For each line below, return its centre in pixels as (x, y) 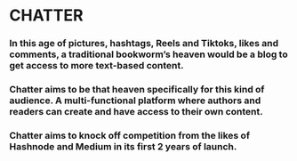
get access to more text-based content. (96, 66)
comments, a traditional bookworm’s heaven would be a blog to (148, 54)
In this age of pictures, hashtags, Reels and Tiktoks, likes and (144, 44)
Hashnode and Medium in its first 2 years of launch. (123, 146)
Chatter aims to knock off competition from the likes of (130, 135)
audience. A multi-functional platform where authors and (135, 101)
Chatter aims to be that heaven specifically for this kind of (137, 90)
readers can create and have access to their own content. (136, 112)
